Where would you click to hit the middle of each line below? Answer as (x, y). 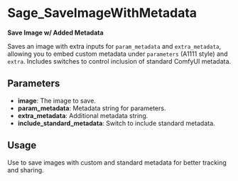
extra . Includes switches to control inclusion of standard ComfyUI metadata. (119, 61)
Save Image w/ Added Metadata (56, 33)
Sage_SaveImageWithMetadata (102, 13)
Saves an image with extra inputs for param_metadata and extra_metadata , (114, 46)
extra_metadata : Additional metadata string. (83, 115)
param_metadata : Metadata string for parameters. (92, 108)
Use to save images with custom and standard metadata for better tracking (117, 162)
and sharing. (26, 170)
